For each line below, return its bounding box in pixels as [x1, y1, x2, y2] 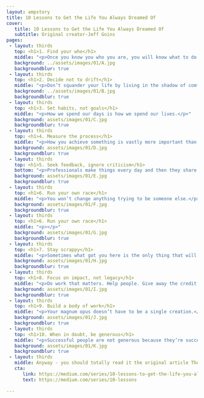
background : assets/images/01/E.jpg [14, 173, 107, 180]
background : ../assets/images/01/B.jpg [14, 88, 115, 94]
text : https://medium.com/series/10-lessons [22, 377, 137, 383]
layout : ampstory [6, 9, 50, 15]
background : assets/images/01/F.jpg [14, 201, 107, 208]
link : [22, 371, 36, 377]
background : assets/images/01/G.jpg [14, 229, 107, 236]
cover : [6, 20, 23, 26]
